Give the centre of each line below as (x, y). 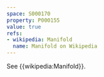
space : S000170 (29, 14)
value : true (24, 27)
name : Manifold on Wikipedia (55, 46)
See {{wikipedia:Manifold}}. (46, 66)
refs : (14, 33)
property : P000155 (33, 20)
